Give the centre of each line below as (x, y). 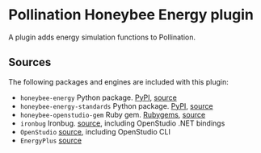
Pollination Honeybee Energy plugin (131, 15)
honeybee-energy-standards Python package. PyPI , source (116, 105)
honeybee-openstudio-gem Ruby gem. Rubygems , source (113, 114)
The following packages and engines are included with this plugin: (118, 81)
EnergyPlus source (51, 140)
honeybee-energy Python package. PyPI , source (99, 97)
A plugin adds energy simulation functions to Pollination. (102, 37)
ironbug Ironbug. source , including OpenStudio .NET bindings (122, 123)
